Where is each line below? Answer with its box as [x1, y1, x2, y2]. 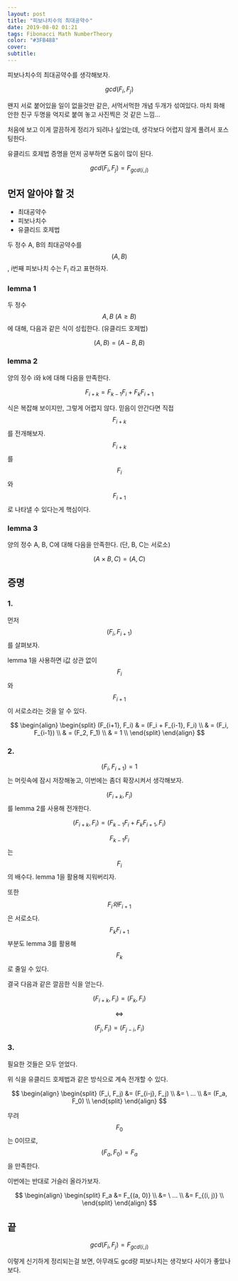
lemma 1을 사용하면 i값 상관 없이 [7, 656, 97, 665]
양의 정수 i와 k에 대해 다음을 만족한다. [7, 373, 111, 381]
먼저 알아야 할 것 [7, 187, 75, 199]
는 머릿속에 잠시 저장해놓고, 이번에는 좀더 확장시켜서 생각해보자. [7, 776, 184, 785]
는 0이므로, [7, 1137, 38, 1145]
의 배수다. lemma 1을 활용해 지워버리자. [7, 873, 117, 881]
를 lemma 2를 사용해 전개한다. [7, 803, 92, 812]
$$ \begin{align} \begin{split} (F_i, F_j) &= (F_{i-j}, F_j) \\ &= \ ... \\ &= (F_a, [11, 1089, 227, 1097]
